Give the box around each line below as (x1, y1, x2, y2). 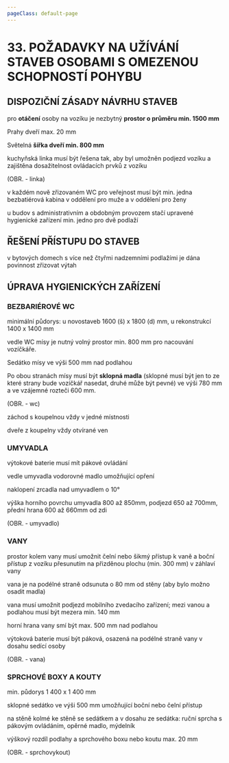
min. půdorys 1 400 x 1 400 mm (7, 688, 97, 696)
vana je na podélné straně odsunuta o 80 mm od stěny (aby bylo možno (7, 580, 210, 588)
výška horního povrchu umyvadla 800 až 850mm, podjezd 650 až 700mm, (7, 499, 218, 507)
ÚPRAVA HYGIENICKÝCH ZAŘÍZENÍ (7, 281, 161, 292)
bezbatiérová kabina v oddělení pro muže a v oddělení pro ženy (7, 195, 187, 203)
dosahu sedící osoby (7, 642, 66, 650)
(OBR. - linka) (7, 174, 46, 183)
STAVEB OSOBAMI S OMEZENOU (7, 54, 199, 69)
